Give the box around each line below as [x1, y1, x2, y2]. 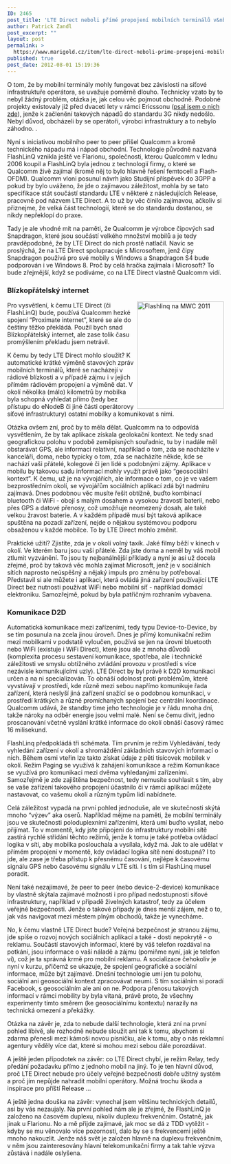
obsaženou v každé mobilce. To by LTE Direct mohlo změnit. [7, 525, 179, 534]
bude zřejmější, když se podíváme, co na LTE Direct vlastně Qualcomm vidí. [7, 268, 221, 277]
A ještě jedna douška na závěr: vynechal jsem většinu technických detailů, [7, 1098, 218, 1106]
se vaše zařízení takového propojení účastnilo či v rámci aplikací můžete [7, 783, 212, 792]
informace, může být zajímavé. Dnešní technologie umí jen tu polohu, [7, 970, 203, 978]
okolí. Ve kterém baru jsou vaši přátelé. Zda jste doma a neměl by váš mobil [7, 546, 221, 554]
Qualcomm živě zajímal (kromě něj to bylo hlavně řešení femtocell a [7, 167, 198, 175]
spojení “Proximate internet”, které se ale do [7, 315, 132, 324]
